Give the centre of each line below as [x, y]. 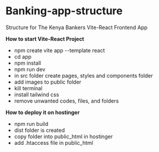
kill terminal [28, 88]
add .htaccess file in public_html [53, 142]
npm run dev [30, 69]
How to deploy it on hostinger [43, 112]
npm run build [31, 123]
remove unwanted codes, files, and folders [66, 101]
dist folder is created [39, 130]
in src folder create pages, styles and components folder [84, 75]
